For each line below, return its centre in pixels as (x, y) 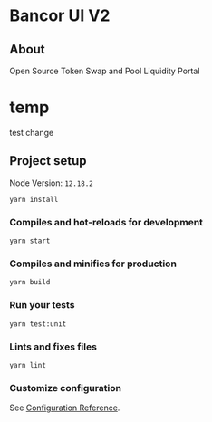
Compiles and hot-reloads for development (106, 222)
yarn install (34, 199)
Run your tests (42, 305)
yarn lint (28, 365)
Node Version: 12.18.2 (51, 183)
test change (32, 132)
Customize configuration (66, 388)
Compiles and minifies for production (93, 264)
